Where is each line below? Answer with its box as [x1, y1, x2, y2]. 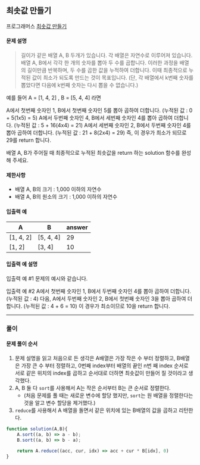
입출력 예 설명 [6, 261, 37, 268]
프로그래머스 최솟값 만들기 [6, 23, 67, 30]
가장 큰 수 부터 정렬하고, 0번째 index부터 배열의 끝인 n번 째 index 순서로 [21, 362, 189, 369]
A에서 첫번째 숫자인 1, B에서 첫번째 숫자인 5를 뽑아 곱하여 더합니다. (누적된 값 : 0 [6, 107, 193, 114]
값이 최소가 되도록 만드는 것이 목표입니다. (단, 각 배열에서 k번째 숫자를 [32, 74, 194, 82]
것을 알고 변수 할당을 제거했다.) [23, 399, 96, 406]
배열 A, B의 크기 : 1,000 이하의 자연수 [14, 186, 102, 193]
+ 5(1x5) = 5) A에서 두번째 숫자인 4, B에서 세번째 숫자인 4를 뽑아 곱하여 [6, 114, 173, 121]
